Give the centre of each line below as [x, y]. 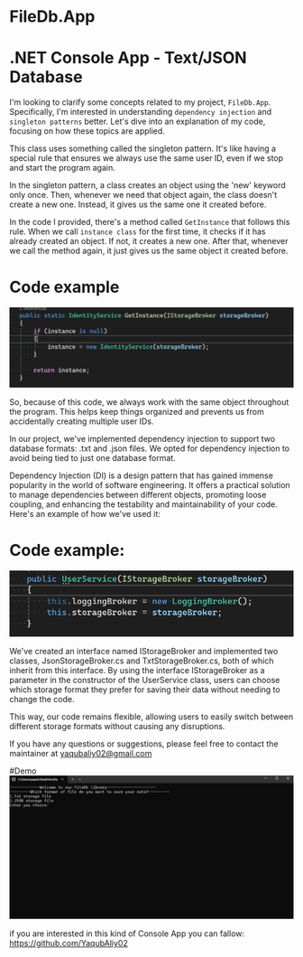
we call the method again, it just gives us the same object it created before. [149, 251]
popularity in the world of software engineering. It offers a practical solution [150, 485]
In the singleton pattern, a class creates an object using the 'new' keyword [147, 185]
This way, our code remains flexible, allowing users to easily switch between [151, 717]
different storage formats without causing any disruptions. [117, 727]
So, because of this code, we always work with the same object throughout [149, 402]
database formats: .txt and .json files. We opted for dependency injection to [150, 448]
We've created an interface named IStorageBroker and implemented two [144, 652]
